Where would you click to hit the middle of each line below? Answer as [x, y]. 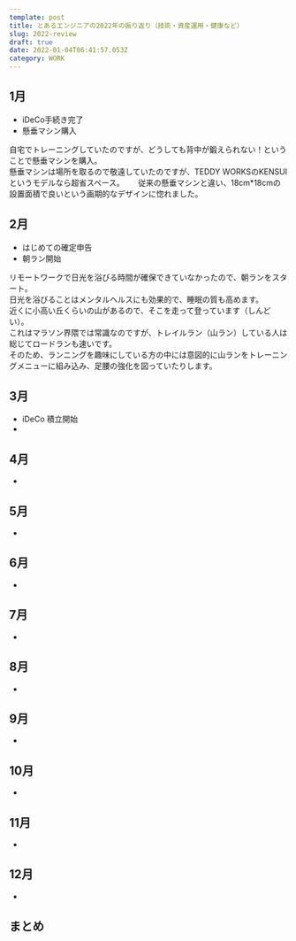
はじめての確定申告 [57, 247]
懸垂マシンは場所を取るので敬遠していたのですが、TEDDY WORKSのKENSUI [148, 171]
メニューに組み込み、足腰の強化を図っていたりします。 [117, 366]
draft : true [31, 42]
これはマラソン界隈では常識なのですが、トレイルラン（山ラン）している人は [148, 332]
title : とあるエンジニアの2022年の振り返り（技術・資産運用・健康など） [126, 26]
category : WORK [37, 58]
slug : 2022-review [43, 34]
